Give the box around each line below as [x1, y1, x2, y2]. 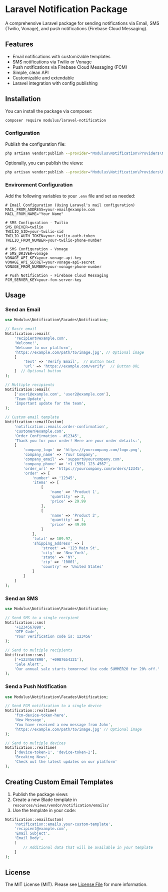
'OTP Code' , [14, 629, 39, 634]
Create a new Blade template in [12, 797, 77, 803]
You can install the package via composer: [5, 108, 92, 114]
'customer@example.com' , [14, 429, 66, 434]
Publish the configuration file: [5, 141, 66, 147]
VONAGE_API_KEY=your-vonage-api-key [5, 255, 81, 260]
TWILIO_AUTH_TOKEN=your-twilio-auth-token [5, 233, 95, 238]
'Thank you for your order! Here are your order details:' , [14, 438, 142, 443]
